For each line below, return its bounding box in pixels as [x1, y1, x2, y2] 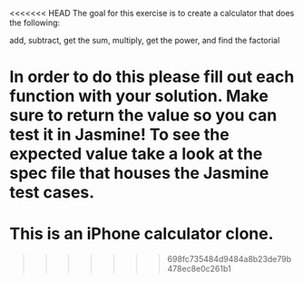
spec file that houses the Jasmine [9, 163, 269, 184]
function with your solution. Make [9, 86, 269, 107]
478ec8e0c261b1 [167, 263, 231, 275]
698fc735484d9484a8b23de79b [167, 254, 292, 265]
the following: [9, 17, 61, 28]
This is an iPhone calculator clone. [9, 224, 274, 244]
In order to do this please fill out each [9, 67, 295, 87]
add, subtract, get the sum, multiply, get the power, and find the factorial [9, 35, 280, 45]
